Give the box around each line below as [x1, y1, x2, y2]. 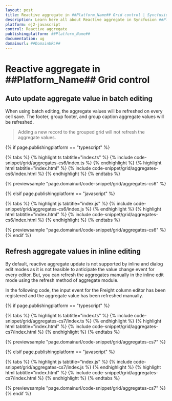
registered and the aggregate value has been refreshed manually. [5, 292, 143, 298]
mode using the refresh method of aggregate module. [5, 277, 119, 283]
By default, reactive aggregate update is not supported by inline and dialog [5, 260, 163, 267]
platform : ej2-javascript [5, 22, 60, 27]
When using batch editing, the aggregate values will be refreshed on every [5, 108, 163, 114]
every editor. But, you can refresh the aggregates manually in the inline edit [5, 272, 164, 278]
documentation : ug [5, 36, 45, 42]
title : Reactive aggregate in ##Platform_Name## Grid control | [5, 12, 145, 17]
